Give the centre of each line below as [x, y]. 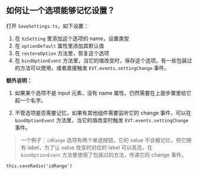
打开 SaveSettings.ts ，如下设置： [48, 26]
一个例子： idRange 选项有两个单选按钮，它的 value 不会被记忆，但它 [103, 140]
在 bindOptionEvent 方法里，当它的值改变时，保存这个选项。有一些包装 [101, 60]
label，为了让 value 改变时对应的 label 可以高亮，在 [90, 147]
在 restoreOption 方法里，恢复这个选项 [62, 53]
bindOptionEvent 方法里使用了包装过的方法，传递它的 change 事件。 [104, 154]
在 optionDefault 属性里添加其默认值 [59, 45]
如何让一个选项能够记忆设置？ [61, 11]
